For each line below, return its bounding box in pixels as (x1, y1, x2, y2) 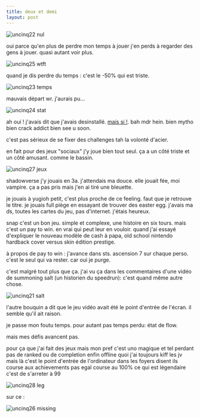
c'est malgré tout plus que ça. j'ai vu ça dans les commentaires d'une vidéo (6, 268, 192, 275)
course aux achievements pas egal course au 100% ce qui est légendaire (6, 364, 186, 371)
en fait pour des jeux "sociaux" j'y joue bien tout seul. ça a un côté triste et (6, 147, 190, 155)
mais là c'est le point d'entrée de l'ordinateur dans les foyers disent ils (6, 357, 178, 364)
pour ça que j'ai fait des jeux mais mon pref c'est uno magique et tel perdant (6, 345, 194, 352)
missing (36, 404, 56, 412)
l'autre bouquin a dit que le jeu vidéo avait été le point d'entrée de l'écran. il (6, 303, 192, 311)
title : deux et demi (6, 8, 58, 15)
